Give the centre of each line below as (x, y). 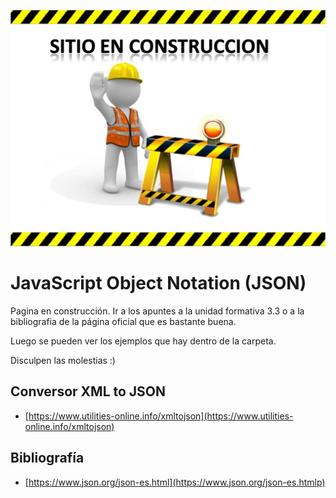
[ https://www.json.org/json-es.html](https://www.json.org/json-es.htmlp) (175, 482)
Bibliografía (47, 458)
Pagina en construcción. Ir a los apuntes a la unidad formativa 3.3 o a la (157, 311)
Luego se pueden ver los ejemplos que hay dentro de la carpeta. (143, 341)
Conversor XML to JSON (88, 391)
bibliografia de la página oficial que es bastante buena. (123, 321)
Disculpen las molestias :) (63, 360)
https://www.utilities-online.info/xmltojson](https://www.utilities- (161, 416)
